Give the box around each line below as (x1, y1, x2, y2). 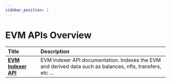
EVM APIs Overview (5, 29, 92, 41)
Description (40, 48, 70, 55)
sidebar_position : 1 (5, 7, 49, 13)
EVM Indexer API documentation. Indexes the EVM (40, 57, 161, 64)
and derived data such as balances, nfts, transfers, (40, 63, 161, 70)
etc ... (40, 69, 54, 76)
